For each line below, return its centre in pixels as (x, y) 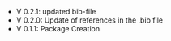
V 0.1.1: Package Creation (58, 29)
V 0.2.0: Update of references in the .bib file (90, 20)
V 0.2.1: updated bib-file (56, 12)
